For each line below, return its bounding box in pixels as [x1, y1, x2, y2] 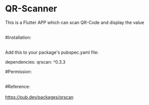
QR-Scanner [5, 3, 57, 14]
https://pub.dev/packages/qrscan [5, 94, 74, 100]
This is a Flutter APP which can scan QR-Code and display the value [5, 19, 145, 25]
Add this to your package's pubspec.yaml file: [5, 49, 99, 55]
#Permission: [5, 68, 32, 75]
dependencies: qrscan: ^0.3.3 [5, 59, 66, 65]
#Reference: [5, 83, 31, 90]
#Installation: [5, 34, 32, 40]
